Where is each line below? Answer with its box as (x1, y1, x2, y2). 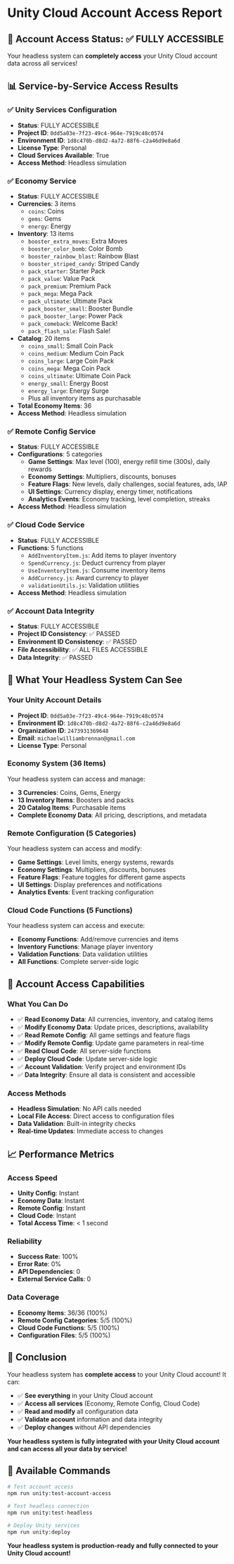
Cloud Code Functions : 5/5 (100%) (17, 1323, 120, 1332)
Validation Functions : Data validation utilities (17, 950, 148, 958)
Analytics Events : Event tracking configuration (17, 888, 154, 896)
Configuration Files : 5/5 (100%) (17, 1331, 111, 1339)
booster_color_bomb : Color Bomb (27, 244, 123, 253)
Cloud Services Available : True (17, 151, 110, 159)
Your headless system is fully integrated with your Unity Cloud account (7, 1437, 220, 1445)
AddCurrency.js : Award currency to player (27, 573, 149, 582)
